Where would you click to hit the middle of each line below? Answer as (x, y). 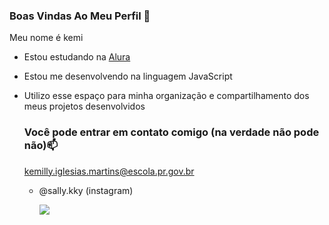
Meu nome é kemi (46, 38)
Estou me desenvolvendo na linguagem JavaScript (128, 76)
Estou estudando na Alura (77, 57)
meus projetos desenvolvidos (84, 106)
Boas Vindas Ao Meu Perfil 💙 (80, 16)
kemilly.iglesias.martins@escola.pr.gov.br (109, 171)
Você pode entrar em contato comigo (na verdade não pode (171, 132)
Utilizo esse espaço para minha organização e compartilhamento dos (166, 96)
